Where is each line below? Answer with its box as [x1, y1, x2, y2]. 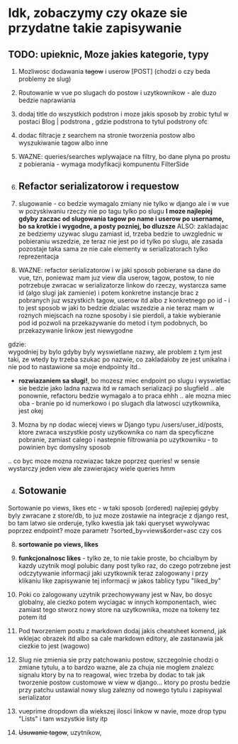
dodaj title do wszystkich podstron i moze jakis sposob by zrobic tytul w [18, 110, 229, 118]
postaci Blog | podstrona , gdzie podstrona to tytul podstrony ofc [18, 117, 208, 126]
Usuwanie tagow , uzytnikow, [18, 728, 102, 736]
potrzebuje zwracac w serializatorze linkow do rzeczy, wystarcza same [18, 280, 227, 289]
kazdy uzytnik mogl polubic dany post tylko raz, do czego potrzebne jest [18, 561, 231, 569]
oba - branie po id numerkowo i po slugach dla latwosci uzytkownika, [18, 399, 221, 407]
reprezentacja [18, 252, 59, 261]
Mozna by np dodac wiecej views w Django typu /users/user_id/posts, [18, 420, 224, 429]
